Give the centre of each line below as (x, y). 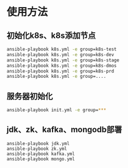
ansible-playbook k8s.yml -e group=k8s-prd (60, 71)
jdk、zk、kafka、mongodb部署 (64, 130)
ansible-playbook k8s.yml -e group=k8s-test (62, 49)
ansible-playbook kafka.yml (41, 154)
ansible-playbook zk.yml (37, 149)
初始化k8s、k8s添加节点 (51, 35)
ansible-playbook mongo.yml (41, 159)
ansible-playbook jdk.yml (38, 143)
